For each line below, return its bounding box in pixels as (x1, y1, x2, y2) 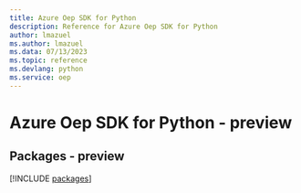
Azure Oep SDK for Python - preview (9, 112, 293, 133)
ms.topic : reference (9, 56, 88, 65)
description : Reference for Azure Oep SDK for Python (9, 22, 219, 31)
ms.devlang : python (9, 65, 84, 74)
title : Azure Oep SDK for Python (9, 13, 137, 23)
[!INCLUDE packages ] (9, 173, 92, 184)
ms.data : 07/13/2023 (9, 48, 88, 57)
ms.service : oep (9, 73, 71, 82)
